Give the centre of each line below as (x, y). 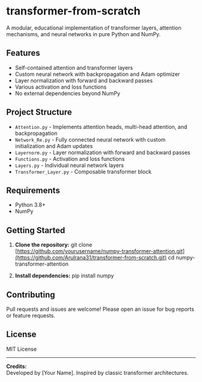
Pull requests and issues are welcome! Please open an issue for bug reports (100, 309)
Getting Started (36, 230)
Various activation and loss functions (61, 87)
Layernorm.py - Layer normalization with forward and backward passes (103, 152)
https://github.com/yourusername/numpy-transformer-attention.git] (101, 251)
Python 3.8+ (30, 205)
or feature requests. (31, 315)
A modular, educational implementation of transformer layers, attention (94, 28)
